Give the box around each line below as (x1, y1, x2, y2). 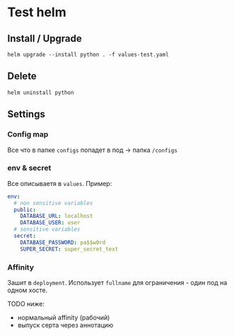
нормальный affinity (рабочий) (17, 313, 110, 322)
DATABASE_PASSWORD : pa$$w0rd (20, 238, 106, 246)
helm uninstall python (7, 89, 74, 96)
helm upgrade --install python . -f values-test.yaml (7, 51, 170, 58)
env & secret (7, 163, 52, 173)
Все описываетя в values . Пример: (7, 179, 112, 187)
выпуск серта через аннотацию (17, 320, 114, 329)
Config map (7, 129, 49, 139)
